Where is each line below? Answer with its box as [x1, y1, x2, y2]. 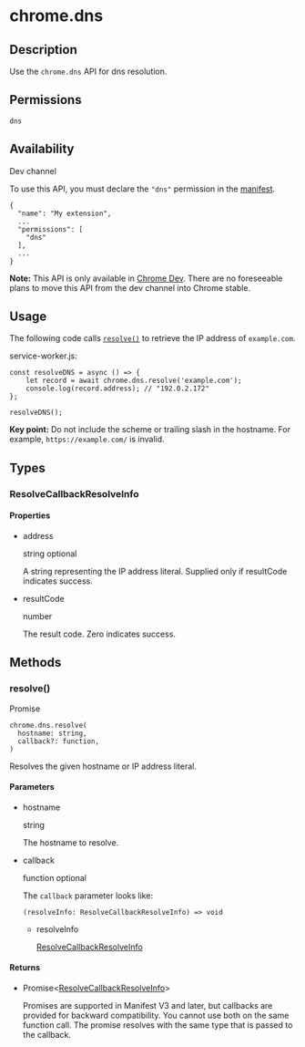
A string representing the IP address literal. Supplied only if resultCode [22, 565, 288, 576]
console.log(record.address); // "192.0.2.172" [25, 384, 209, 393]
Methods [9, 655, 62, 670]
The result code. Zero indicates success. [22, 628, 176, 639]
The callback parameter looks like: [22, 890, 153, 901]
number [22, 610, 53, 621]
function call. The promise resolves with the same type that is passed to [22, 1020, 293, 1031]
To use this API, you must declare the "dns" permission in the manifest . [9, 183, 276, 194]
